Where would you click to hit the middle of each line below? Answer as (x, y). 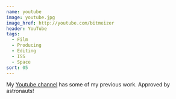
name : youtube (24, 12)
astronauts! (20, 91)
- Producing (27, 46)
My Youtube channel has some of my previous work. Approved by (88, 85)
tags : (13, 34)
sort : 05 (17, 67)
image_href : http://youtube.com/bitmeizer (60, 23)
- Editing (24, 51)
